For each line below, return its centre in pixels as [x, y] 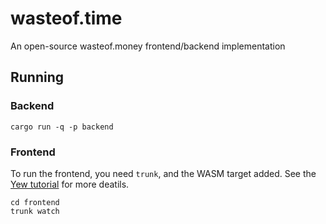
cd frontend [35, 202]
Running [37, 77]
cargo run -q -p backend [62, 127]
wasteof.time [66, 18]
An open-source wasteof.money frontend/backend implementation [148, 46]
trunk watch [35, 211]
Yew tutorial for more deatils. [70, 184]
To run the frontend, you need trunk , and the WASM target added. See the [163, 173]
